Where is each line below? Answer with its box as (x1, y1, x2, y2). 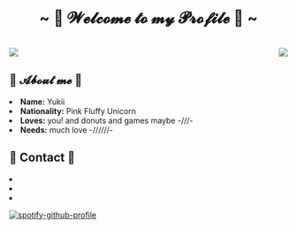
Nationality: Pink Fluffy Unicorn (20, 105, 137, 116)
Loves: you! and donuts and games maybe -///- (20, 115, 194, 126)
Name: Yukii (20, 96, 65, 107)
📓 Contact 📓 (9, 150, 76, 165)
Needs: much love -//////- (20, 124, 113, 135)
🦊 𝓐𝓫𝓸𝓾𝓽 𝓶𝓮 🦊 (9, 73, 83, 88)
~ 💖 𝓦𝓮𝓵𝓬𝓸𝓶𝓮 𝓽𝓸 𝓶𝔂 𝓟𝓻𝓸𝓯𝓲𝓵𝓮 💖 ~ (39, 8, 258, 28)
